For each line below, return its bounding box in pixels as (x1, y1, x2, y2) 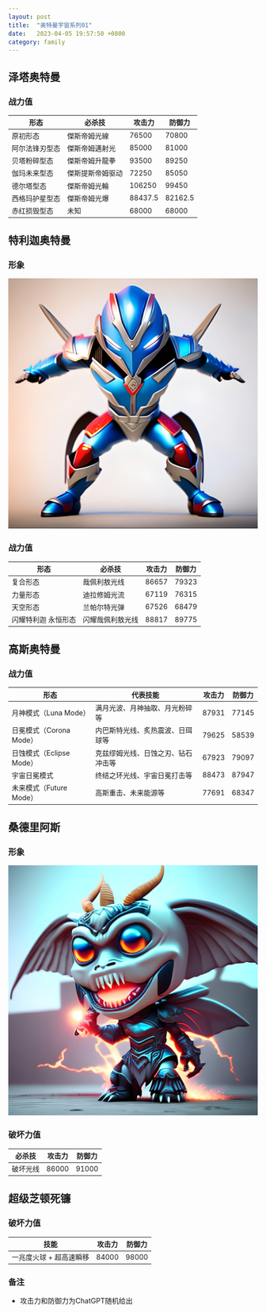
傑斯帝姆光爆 (66, 193, 109, 202)
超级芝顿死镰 (8, 1192, 71, 1206)
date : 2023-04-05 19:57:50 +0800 (8, 29, 126, 37)
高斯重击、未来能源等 (94, 788, 165, 798)
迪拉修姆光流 (82, 590, 125, 599)
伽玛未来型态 (11, 168, 54, 178)
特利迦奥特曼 (8, 234, 71, 248)
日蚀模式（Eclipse (11, 748, 70, 757)
